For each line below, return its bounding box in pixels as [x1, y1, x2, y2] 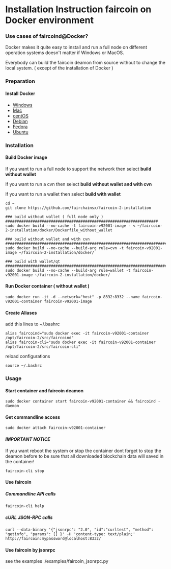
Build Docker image [5, 154, 47, 160]
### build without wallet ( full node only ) [5, 214, 103, 219]
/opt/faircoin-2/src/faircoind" [5, 336, 74, 341]
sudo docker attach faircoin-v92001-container [5, 425, 106, 431]
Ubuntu [12, 129, 29, 135]
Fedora [12, 124, 28, 130]
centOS [12, 112, 29, 118]
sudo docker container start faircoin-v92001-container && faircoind [5, 399, 156, 404]
